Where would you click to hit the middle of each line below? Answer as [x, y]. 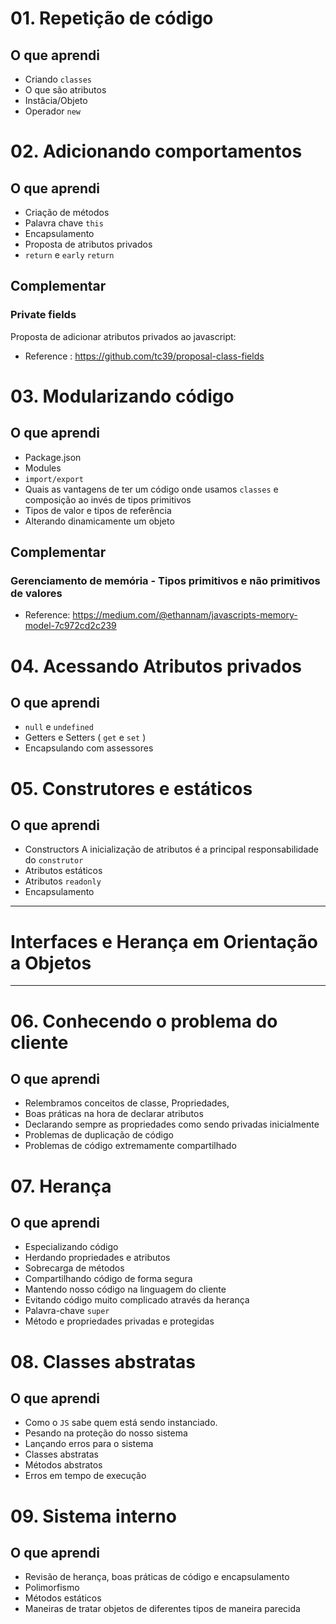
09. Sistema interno [93, 1516]
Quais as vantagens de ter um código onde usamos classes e [151, 489]
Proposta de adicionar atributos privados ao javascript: [123, 336]
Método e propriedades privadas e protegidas [119, 1321]
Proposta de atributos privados [88, 244]
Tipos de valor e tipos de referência [98, 510]
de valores [36, 593]
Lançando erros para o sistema [89, 1444]
